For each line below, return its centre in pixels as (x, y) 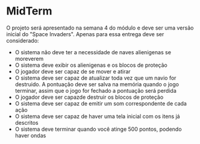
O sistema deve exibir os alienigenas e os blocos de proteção (91, 65)
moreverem (29, 58)
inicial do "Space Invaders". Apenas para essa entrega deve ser (85, 34)
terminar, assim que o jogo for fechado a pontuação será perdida (95, 90)
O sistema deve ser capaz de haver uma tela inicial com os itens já (97, 116)
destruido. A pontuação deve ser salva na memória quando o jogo (97, 84)
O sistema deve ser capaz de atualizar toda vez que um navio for (95, 78)
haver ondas (30, 135)
